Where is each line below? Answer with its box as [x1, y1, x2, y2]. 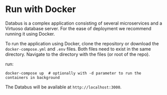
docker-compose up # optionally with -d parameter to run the [5, 70, 142, 76]
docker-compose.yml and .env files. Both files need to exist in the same [5, 46, 151, 52]
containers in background [5, 75, 60, 80]
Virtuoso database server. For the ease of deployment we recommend [5, 25, 152, 31]
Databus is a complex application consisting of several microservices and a [5, 20, 162, 26]
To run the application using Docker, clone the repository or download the [5, 40, 159, 46]
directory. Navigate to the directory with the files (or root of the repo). [5, 51, 150, 57]
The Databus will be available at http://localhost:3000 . [5, 84, 122, 90]
